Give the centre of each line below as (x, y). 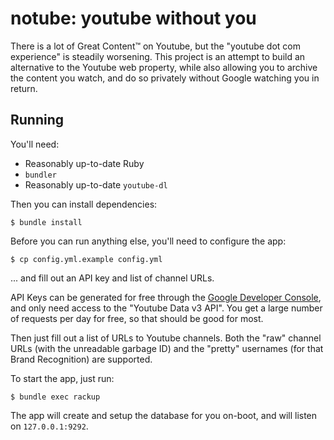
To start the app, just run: (62, 378)
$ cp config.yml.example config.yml (86, 259)
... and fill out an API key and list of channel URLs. (112, 278)
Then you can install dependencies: (84, 204)
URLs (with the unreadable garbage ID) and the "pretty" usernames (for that (167, 348)
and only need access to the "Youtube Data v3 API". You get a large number (166, 308)
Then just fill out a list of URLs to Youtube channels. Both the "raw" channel (166, 338)
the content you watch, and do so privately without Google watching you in (165, 78)
